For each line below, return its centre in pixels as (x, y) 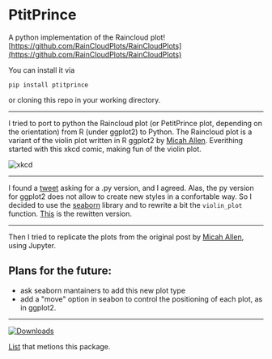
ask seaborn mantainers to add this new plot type (103, 290)
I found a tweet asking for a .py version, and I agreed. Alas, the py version (131, 188)
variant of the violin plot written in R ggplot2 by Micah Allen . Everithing (126, 140)
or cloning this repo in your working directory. (85, 99)
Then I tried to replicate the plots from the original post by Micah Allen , (126, 237)
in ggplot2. (38, 307)
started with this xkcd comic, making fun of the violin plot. (105, 149)
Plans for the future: (60, 271)
